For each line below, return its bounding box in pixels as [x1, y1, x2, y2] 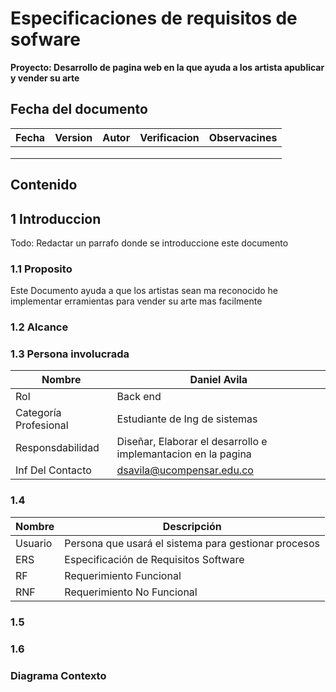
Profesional [15, 418, 69, 432]
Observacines [208, 130, 278, 144]
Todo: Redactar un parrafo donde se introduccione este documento [10, 237, 289, 249]
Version [54, 130, 93, 144]
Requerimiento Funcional [64, 568, 182, 582]
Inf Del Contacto [15, 463, 92, 477]
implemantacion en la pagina [116, 447, 252, 461]
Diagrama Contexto [10, 668, 107, 682]
